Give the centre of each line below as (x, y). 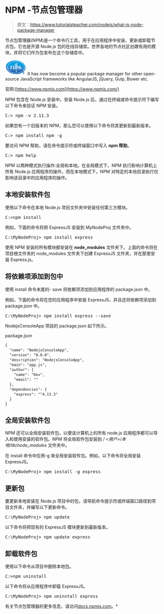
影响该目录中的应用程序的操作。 (37, 178)
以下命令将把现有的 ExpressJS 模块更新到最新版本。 (58, 527)
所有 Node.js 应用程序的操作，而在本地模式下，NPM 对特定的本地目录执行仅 (82, 171)
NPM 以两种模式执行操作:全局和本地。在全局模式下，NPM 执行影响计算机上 (81, 165)
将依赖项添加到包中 (34, 277)
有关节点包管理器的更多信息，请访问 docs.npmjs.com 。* (61, 606)
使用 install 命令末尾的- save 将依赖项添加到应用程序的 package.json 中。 (79, 289)
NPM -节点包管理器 (44, 10)
